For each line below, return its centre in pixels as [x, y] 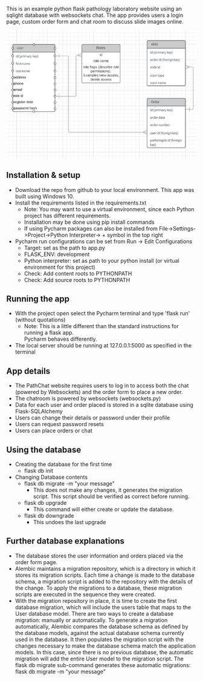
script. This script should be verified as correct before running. [111, 496]
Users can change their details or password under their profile [92, 418]
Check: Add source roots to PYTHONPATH [77, 280]
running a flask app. [49, 333]
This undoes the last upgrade [69, 522]
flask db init [38, 470]
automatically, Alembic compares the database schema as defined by [101, 627]
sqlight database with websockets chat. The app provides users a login [95, 15]
